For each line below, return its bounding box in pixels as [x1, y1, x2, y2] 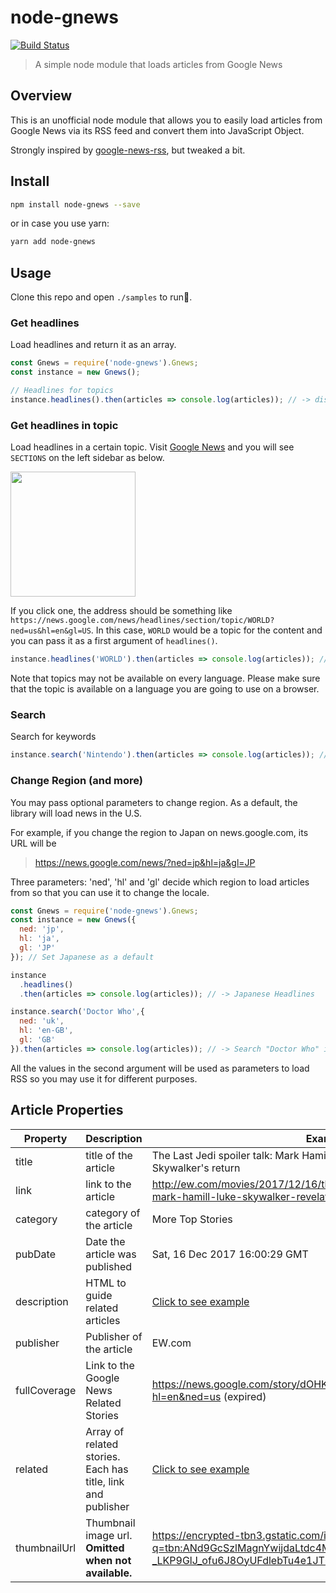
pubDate [15, 1247, 56, 1261]
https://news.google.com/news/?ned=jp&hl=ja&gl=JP [34, 856, 256, 868]
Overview [10, 87, 73, 105]
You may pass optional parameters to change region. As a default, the [10, 796, 298, 808]
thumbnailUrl [15, 1541, 77, 1555]
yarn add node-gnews [10, 237, 97, 247]
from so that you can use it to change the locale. [10, 886, 210, 898]
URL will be [10, 837, 57, 849]
